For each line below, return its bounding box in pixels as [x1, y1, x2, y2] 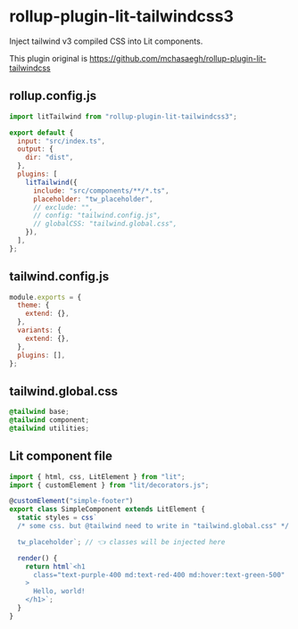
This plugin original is [9, 53, 87, 63]
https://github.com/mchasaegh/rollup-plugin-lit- [88, 53, 267, 63]
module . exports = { [9, 293, 82, 302]
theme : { [17, 301, 50, 310]
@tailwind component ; [9, 416, 90, 425]
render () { [17, 553, 58, 563]
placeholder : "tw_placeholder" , [32, 194, 153, 203]
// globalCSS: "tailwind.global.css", [32, 219, 178, 228]
